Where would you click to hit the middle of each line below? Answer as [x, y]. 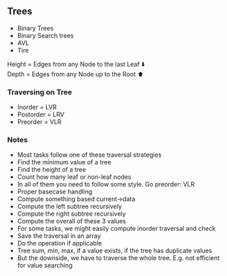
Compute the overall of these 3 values [72, 221]
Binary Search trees [45, 35]
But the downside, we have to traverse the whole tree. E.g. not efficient [118, 258]
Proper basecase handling [55, 192]
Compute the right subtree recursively [71, 214]
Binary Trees [35, 28]
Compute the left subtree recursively [70, 207]
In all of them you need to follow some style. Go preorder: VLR [106, 184]
